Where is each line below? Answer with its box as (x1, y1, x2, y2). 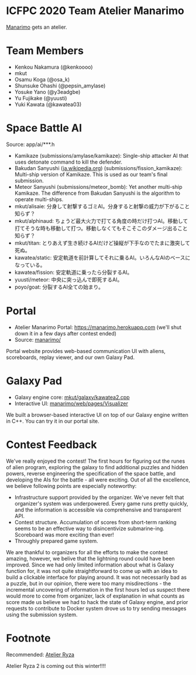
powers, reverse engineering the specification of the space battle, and (6, 470, 176, 477)
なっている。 (14, 261, 46, 268)
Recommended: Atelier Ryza (6, 651, 75, 658)
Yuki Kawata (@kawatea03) (14, 101, 82, 108)
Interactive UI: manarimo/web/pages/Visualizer (14, 400, 129, 407)
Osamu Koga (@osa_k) (14, 76, 70, 83)
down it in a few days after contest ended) (14, 330, 117, 337)
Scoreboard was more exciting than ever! (14, 531, 114, 538)
